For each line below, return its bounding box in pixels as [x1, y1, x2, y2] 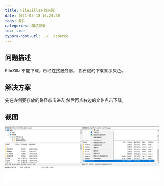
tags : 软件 [5, 18, 26, 23]
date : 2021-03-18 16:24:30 [5, 13, 60, 18]
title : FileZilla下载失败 [5, 8, 55, 13]
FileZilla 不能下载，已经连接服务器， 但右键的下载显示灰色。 [5, 68, 125, 73]
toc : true [5, 28, 25, 34]
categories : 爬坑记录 [5, 23, 46, 28]
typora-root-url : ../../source [5, 34, 69, 39]
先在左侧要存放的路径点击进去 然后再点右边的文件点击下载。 [5, 97, 126, 103]
